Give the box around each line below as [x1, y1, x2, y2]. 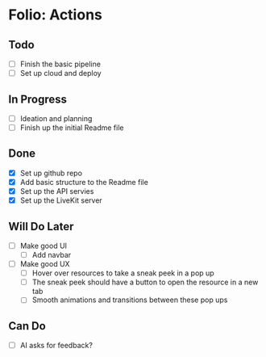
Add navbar [31, 250, 72, 259]
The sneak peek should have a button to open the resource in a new [31, 277, 259, 288]
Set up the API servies [19, 187, 94, 195]
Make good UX [19, 259, 70, 269]
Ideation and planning [19, 113, 93, 123]
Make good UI [19, 241, 67, 250]
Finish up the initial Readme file [19, 123, 124, 132]
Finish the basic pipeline [19, 59, 101, 69]
